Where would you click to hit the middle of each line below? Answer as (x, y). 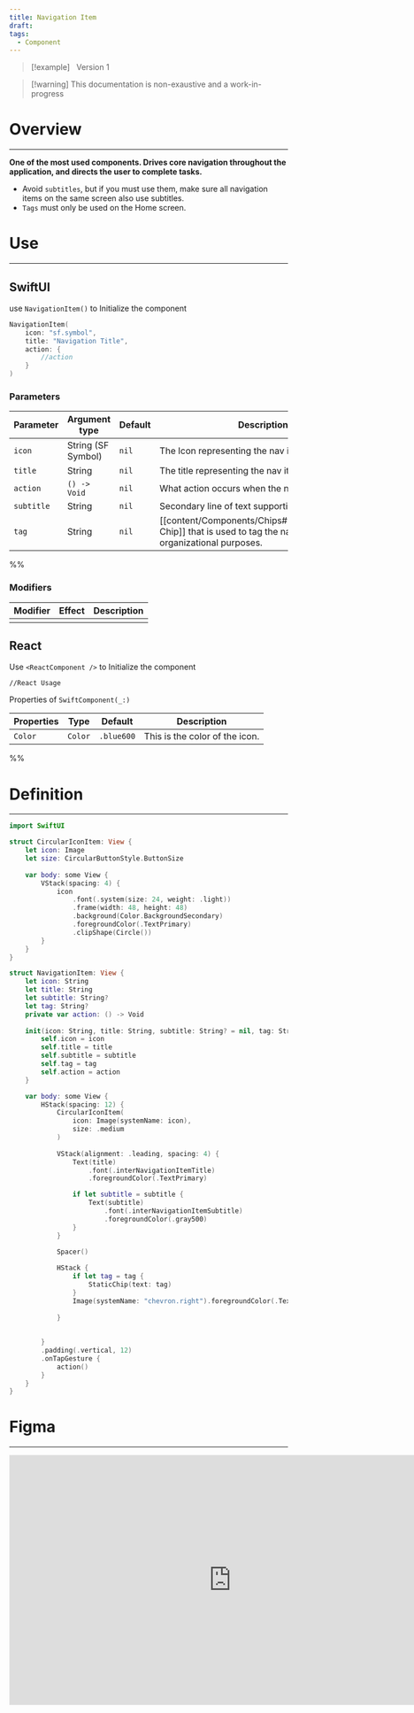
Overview (46, 130)
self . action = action (81, 1072)
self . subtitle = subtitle (89, 1056)
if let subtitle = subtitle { (128, 1195)
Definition (46, 794)
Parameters (34, 397)
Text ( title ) (94, 1162)
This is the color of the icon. (202, 737)
